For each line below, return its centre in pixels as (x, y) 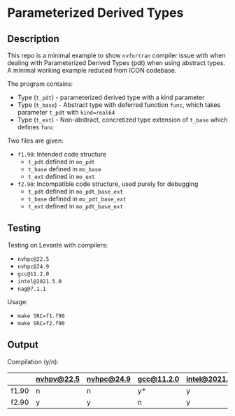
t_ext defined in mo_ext (62, 177)
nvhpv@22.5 (58, 379)
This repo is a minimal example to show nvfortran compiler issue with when (116, 55)
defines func (35, 127)
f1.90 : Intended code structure (62, 154)
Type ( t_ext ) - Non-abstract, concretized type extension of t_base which (122, 120)
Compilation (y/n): (33, 361)
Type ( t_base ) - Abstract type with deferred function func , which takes (119, 105)
